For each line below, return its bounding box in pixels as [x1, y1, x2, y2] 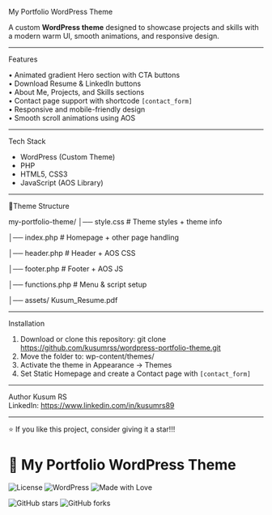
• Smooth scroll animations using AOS [8, 113, 136, 122]
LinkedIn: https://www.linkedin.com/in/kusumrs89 [8, 401, 175, 410]
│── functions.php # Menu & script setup [8, 279, 147, 289]
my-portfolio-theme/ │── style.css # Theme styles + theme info [8, 217, 223, 226]
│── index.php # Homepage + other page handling [8, 232, 180, 242]
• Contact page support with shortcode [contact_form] [8, 96, 193, 105]
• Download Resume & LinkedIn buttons [8, 79, 142, 88]
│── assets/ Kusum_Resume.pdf [8, 296, 118, 304]
